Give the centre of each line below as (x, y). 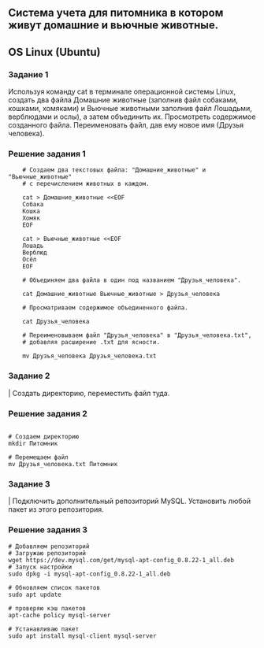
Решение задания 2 (48, 413)
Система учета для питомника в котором (116, 13)
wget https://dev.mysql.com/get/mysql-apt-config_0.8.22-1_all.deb (121, 560)
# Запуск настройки (40, 567)
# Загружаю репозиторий (47, 553)
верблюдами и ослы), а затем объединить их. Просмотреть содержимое (132, 117)
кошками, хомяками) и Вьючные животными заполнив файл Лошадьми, (130, 109)
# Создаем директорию (44, 436)
